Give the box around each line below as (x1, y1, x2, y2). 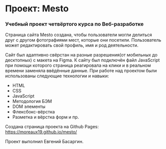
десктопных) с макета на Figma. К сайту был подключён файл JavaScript (5, 57, 160, 63)
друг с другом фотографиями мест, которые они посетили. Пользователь (5, 37, 162, 43)
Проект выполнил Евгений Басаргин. (5, 139, 84, 145)
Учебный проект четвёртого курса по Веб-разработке (5, 21, 144, 28)
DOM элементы (12, 103, 46, 109)
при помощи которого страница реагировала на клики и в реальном (5, 62, 151, 68)
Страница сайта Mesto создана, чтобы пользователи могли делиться (5, 32, 152, 38)
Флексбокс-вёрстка (12, 109, 55, 115)
